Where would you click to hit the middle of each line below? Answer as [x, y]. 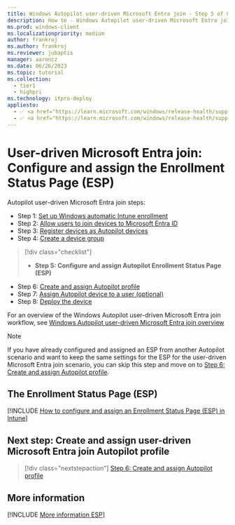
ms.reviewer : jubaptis [40, 53]
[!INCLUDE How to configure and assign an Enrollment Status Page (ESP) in [116, 411]
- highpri [28, 92]
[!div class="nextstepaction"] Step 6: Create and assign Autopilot [119, 468]
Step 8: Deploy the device [55, 301]
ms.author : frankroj [37, 46]
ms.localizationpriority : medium [56, 33]
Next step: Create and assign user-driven [99, 440]
